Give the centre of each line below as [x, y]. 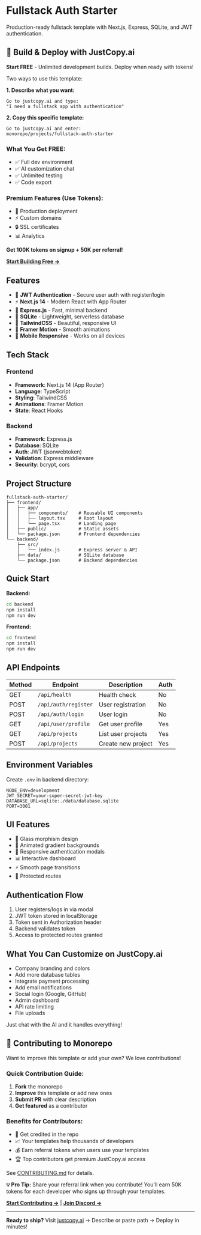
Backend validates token [45, 929]
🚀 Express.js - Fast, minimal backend [61, 311]
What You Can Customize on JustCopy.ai [84, 954]
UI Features [28, 824]
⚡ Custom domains [38, 218]
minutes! [17, 1227]
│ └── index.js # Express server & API [77, 550]
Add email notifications [43, 988]
